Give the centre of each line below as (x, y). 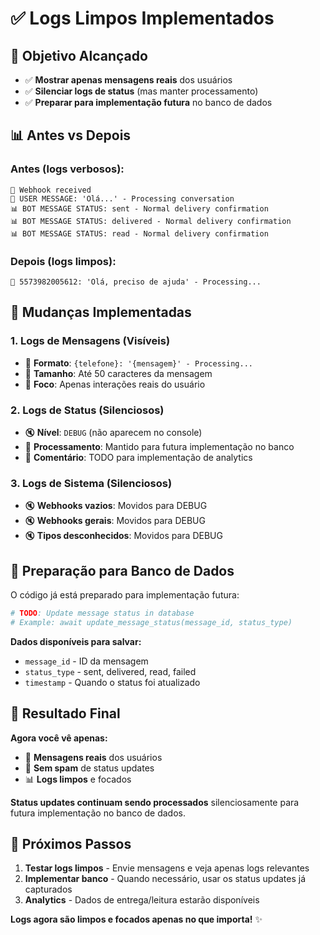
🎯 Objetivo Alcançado (79, 55)
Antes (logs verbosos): (67, 169)
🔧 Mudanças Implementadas (101, 312)
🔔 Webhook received (51, 190)
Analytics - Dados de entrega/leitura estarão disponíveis (142, 900)
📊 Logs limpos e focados (78, 779)
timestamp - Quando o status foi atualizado (112, 682)
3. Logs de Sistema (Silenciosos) (91, 483)
